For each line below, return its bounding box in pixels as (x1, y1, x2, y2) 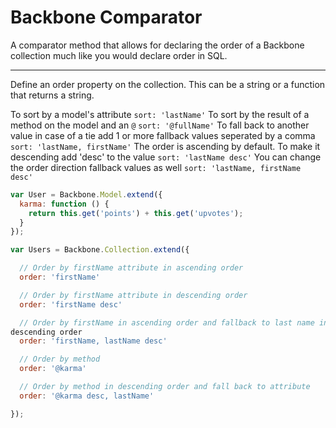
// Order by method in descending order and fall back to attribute (19, 382, 311, 392)
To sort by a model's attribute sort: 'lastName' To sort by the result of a (10, 108, 310, 120)
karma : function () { (19, 199, 110, 209)
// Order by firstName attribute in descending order (19, 290, 248, 300)
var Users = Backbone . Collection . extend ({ (10, 245, 190, 255)
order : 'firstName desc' (19, 299, 123, 310)
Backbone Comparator (10, 6, 203, 29)
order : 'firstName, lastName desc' (19, 336, 168, 346)
